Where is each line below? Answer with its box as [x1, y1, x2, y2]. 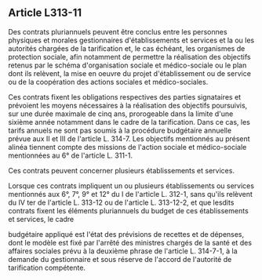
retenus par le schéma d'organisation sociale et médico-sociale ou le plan [8, 60, 247, 70]
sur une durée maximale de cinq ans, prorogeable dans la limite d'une [8, 109, 234, 118]
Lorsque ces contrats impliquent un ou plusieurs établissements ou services [8, 180, 255, 191]
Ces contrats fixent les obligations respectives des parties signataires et [8, 92, 242, 101]
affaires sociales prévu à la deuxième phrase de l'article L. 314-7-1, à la [8, 246, 238, 256]
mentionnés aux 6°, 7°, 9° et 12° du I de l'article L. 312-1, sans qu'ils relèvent [8, 189, 253, 198]
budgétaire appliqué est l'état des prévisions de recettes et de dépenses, [8, 229, 245, 238]
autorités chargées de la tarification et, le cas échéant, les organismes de [8, 43, 246, 53]
